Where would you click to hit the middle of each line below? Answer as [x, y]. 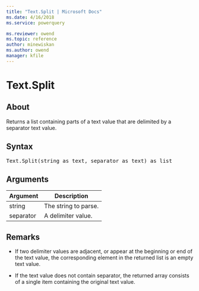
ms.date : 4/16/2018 [30, 17]
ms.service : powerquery [36, 23]
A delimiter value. [68, 216]
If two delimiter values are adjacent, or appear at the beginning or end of [104, 252]
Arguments [28, 179]
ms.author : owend [28, 50]
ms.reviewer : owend [30, 33]
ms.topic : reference [32, 39]
